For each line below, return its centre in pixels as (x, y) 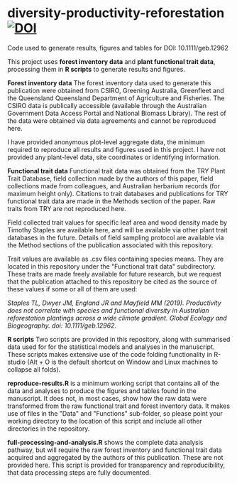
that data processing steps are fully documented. (79, 472)
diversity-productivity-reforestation (116, 13)
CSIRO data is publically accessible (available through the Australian (107, 105)
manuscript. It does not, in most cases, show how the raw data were (107, 398)
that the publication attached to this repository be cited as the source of (112, 281)
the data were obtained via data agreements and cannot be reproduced (112, 120)
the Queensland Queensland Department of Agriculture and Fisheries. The (116, 98)
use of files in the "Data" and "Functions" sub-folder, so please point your (115, 413)
